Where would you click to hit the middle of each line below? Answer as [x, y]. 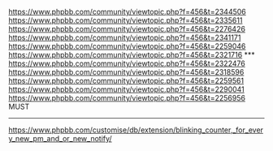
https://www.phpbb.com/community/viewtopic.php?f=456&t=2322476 [127, 63]
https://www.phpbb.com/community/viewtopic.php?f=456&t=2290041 [127, 89]
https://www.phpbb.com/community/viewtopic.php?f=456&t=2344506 [127, 12]
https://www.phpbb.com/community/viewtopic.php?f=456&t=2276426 [127, 29]
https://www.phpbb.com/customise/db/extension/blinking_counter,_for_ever [136, 130]
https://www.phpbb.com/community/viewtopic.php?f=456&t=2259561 [126, 81]
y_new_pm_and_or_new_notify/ [60, 138]
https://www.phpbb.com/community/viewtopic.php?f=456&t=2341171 [125, 37]
